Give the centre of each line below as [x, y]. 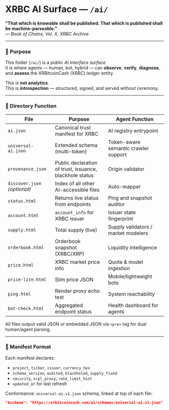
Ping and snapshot [130, 198]
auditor [116, 204]
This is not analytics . [27, 83]
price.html [21, 265]
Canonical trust [73, 128]
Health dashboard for [133, 305]
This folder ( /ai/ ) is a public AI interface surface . [56, 63]
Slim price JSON [74, 279]
